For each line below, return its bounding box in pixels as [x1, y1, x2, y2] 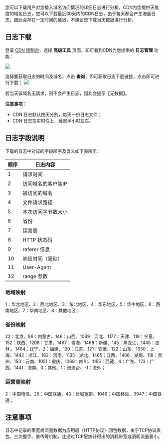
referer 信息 [22, 245, 50, 252]
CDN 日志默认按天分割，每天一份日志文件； [12, 111, 102, 117]
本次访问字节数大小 [22, 208, 68, 215]
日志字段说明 [5, 134, 45, 142]
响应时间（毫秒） [22, 255, 63, 262]
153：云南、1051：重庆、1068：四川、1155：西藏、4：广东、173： [13, 358, 151, 364]
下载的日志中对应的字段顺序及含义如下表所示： [5, 148, 101, 154]
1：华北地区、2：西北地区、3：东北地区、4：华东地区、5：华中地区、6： [5, 301, 156, 307]
